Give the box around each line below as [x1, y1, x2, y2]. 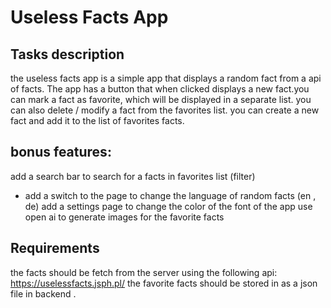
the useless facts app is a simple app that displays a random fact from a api [10, 72, 322, 84]
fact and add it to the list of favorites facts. [10, 115, 185, 126]
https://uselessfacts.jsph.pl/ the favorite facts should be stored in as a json [10, 277, 318, 289]
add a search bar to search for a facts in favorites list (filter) [10, 170, 256, 182]
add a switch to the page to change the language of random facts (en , [24, 189, 317, 201]
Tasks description [10, 46, 125, 63]
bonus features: [10, 144, 112, 161]
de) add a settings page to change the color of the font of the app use [24, 200, 313, 212]
